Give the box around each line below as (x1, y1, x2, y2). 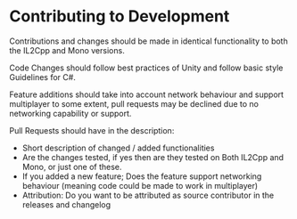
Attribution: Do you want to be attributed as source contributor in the (21, 190, 275, 200)
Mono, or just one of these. (21, 161, 122, 172)
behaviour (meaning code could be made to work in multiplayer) (21, 180, 259, 191)
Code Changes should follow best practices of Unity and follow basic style (9, 62, 284, 73)
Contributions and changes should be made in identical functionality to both (9, 36, 288, 46)
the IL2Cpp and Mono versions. (9, 45, 125, 55)
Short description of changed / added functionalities (21, 142, 215, 153)
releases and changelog (21, 199, 111, 210)
